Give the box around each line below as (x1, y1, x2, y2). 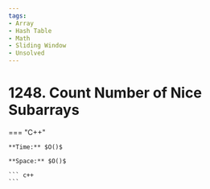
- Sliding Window (8, 42, 67, 50)
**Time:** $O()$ (8, 142, 63, 151)
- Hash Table (8, 27, 52, 35)
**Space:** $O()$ (8, 157, 67, 165)
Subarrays (8, 101, 80, 119)
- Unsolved (8, 49, 45, 57)
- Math (8, 34, 31, 43)
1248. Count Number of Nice (8, 84, 203, 102)
